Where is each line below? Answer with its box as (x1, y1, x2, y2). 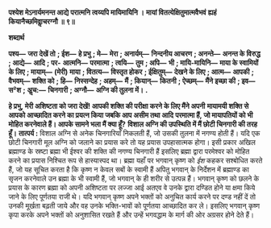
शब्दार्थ (8, 33, 25, 42)
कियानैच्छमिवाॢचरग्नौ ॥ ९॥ (8, 17, 75, 26)
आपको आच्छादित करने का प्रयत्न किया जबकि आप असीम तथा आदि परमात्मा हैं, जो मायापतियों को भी (8, 110, 253, 120)
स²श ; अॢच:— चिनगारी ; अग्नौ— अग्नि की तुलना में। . (8, 85, 148, 94)
